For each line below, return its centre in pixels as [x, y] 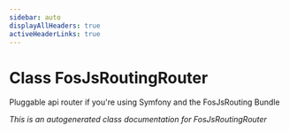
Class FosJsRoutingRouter [109, 78]
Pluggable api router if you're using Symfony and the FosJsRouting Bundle [144, 102]
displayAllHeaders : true [55, 26]
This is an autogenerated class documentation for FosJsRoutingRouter [138, 120]
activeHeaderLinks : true [55, 34]
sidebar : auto [35, 17]
